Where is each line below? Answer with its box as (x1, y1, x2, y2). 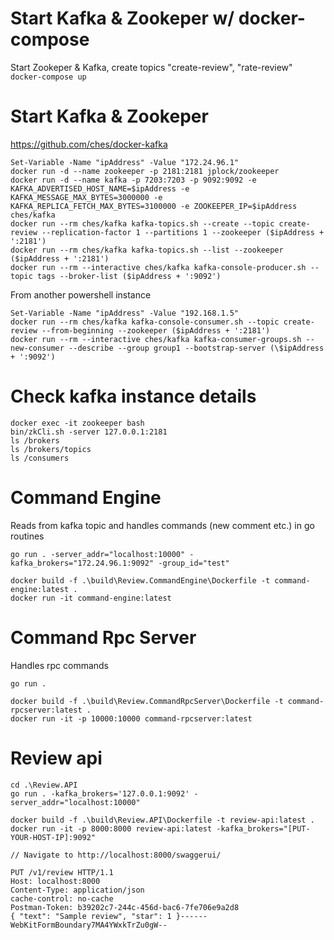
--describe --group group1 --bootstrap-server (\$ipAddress (68, 343, 325, 353)
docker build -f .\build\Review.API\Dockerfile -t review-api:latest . (10, 815, 315, 825)
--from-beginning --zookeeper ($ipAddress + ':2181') (41, 325, 271, 336)
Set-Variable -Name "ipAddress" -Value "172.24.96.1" (10, 157, 240, 167)
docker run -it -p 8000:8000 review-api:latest (10, 823, 213, 834)
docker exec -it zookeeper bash (10, 418, 145, 428)
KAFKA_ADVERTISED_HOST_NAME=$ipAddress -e (10, 183, 190, 194)
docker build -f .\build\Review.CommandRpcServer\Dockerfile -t (10, 696, 284, 706)
